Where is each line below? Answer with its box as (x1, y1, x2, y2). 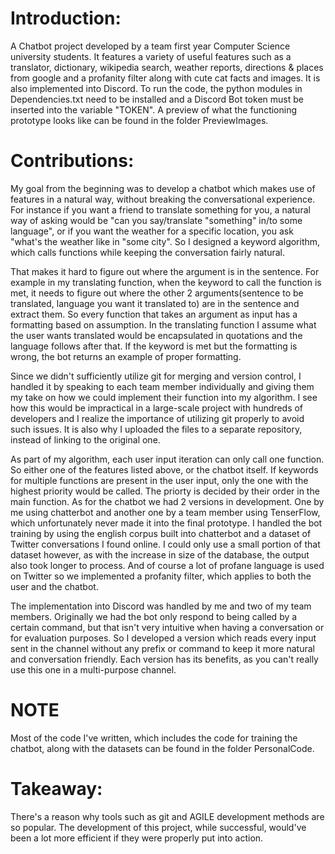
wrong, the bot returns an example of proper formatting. (10, 350, 242, 362)
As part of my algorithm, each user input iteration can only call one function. (10, 453, 325, 465)
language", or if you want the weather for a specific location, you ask (10, 225, 294, 237)
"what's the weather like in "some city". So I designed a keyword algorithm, (10, 235, 321, 247)
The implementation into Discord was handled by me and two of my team (10, 600, 312, 612)
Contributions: (10, 150, 135, 172)
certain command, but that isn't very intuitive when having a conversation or (10, 621, 325, 633)
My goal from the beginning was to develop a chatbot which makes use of (10, 182, 316, 194)
